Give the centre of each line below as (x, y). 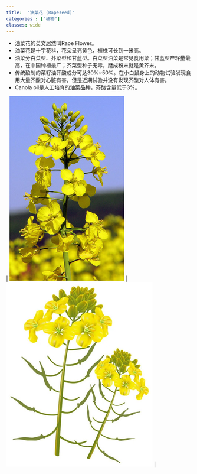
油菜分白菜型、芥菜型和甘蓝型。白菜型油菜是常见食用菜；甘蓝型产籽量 (100, 58)
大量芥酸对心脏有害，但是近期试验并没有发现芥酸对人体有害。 (95, 80)
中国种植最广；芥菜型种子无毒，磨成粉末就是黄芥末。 (95, 66)
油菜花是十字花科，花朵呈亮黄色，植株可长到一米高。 (79, 51)
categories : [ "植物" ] (33, 19)
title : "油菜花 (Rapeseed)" (41, 12)
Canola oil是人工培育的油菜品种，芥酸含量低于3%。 (77, 87)
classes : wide (24, 25)
